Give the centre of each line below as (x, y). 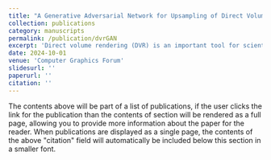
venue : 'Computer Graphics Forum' (67, 61)
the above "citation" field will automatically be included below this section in (135, 140)
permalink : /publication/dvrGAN (63, 38)
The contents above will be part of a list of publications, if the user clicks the (135, 106)
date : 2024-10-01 (38, 53)
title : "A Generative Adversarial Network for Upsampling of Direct (126, 16)
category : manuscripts (46, 31)
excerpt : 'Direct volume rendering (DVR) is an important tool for (124, 46)
